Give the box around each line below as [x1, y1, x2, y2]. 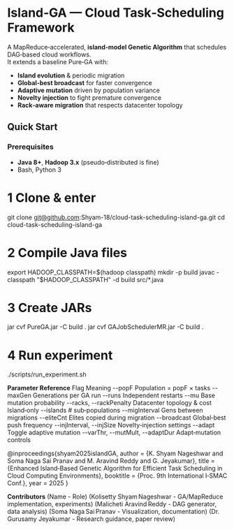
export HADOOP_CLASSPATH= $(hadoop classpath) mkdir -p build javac [7, 267, 215, 277]
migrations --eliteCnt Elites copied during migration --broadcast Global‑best [7, 413, 226, 422]
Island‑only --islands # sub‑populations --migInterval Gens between [7, 406, 204, 415]
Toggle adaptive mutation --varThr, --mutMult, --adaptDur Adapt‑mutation [7, 428, 221, 437]
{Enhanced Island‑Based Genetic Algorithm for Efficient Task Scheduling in [7, 464, 223, 473]
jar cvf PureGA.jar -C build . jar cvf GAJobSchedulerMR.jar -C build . [7, 323, 204, 331]
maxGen [7, 391, 31, 399]
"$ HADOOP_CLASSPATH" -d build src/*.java [36, 275, 164, 284]
